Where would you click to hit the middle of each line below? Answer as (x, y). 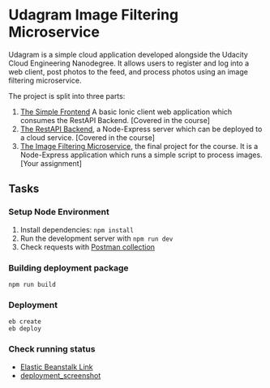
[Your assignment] (51, 163)
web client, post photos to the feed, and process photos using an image (129, 71)
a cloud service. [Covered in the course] (88, 137)
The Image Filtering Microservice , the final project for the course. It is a (139, 146)
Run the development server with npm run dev (96, 238)
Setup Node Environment (59, 212)
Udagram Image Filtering (94, 15)
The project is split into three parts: (67, 96)
